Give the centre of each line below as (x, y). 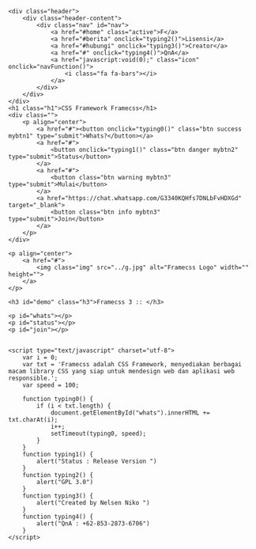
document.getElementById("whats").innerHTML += (130, 413)
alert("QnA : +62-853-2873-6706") (93, 524)
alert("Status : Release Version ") (97, 461)
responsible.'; (33, 378)
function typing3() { (58, 496)
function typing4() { (58, 517)
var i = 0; (40, 358)
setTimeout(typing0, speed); (98, 434)
